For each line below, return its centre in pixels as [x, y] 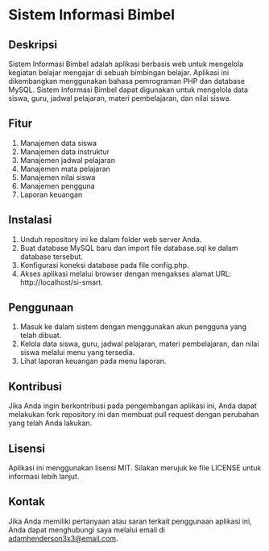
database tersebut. [51, 257]
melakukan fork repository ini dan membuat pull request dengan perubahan [134, 415]
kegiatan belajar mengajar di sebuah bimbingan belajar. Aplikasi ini [119, 73]
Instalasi [30, 220]
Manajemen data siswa [58, 143]
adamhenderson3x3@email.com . [63, 538]
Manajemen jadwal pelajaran [67, 160]
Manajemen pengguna [57, 186]
